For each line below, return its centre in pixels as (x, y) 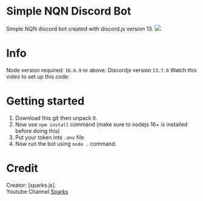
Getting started (45, 101)
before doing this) (37, 131)
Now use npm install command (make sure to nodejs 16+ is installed (101, 124)
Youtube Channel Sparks (37, 191)
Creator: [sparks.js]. (31, 185)
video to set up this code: (38, 77)
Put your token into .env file (49, 137)
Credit (22, 168)
